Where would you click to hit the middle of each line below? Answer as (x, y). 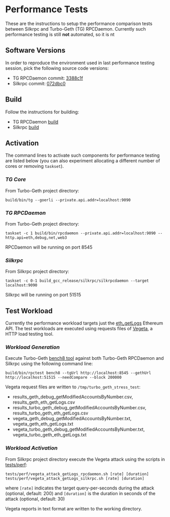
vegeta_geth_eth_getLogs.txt (43, 424)
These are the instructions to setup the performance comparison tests (79, 23)
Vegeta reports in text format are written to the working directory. (74, 508)
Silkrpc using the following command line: (49, 364)
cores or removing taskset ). (35, 166)
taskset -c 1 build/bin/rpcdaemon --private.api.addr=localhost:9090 (81, 233)
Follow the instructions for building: (42, 112)
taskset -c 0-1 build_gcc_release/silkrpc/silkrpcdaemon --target (77, 281)
